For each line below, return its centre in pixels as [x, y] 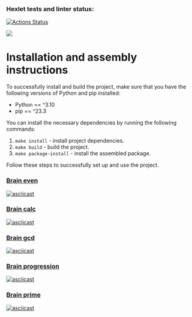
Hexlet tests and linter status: [50, 9]
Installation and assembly [72, 57]
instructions [37, 70]
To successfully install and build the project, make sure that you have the [96, 87]
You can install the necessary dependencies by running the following [91, 123]
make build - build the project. [52, 147]
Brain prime [23, 295]
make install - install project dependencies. [70, 141]
